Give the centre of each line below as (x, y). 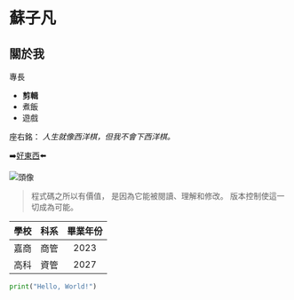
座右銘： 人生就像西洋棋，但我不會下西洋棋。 (92, 137)
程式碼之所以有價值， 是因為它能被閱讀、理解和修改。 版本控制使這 (154, 196)
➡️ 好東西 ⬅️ (28, 155)
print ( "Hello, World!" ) (53, 287)
